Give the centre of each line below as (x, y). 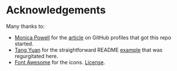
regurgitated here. (36, 56)
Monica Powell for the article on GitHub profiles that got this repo (93, 37)
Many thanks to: (25, 26)
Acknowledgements (56, 10)
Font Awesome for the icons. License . (60, 62)
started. (24, 44)
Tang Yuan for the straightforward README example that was (88, 49)
